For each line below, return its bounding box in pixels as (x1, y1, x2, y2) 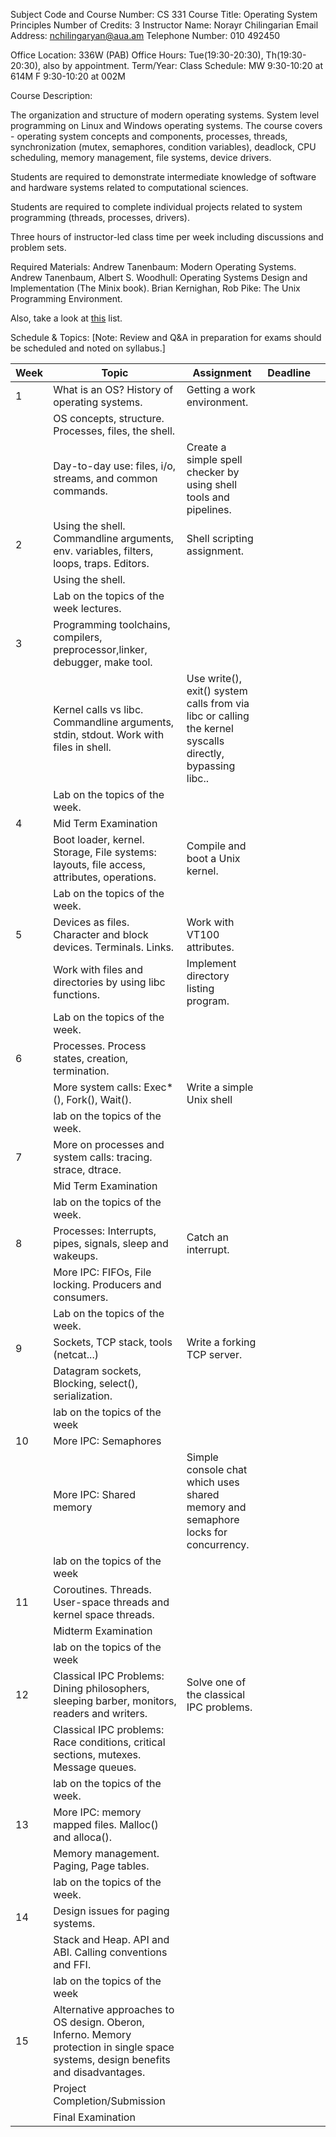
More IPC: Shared (53, 1488, 136, 1501)
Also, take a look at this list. (10, 312, 123, 324)
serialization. (53, 1389, 113, 1403)
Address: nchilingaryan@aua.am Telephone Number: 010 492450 (10, 30, 281, 41)
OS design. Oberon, (53, 2015, 145, 2029)
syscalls (186, 734, 225, 748)
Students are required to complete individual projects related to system (10, 201, 303, 213)
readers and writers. (53, 1707, 148, 1720)
